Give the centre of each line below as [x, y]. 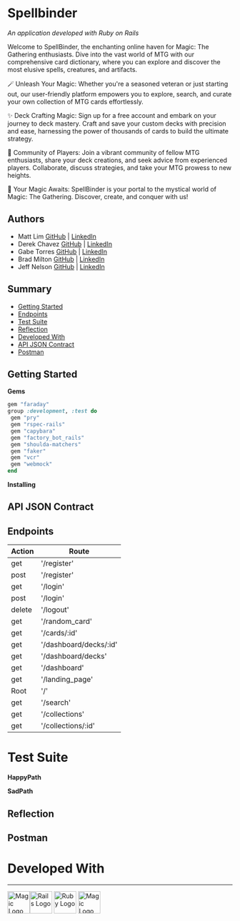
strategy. [20, 139]
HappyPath [24, 777]
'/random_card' [66, 621]
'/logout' [55, 610]
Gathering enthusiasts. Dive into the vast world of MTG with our [101, 54]
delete [21, 610]
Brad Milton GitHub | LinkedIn [61, 259]
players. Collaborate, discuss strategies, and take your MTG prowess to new [120, 167]
